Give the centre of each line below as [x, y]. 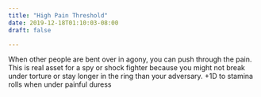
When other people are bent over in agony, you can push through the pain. [130, 59]
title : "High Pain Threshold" [58, 15]
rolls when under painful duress [60, 84]
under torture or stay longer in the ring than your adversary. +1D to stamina [131, 76]
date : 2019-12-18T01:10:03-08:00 [63, 23]
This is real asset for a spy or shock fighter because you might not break [127, 68]
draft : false [30, 30]
